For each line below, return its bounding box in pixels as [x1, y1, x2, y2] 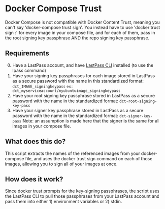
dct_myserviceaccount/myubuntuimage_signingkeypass [12, 88, 121, 93]
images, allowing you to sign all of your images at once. [5, 161, 118, 167]
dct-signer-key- [119, 114, 153, 119]
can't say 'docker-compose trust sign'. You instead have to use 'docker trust [5, 24, 160, 30]
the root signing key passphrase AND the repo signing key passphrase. [5, 35, 150, 41]
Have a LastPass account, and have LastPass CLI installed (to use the [12, 62, 154, 68]
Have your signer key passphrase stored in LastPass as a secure [12, 107, 144, 113]
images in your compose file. [12, 123, 71, 129]
